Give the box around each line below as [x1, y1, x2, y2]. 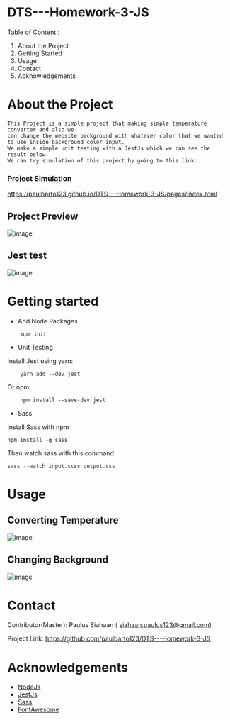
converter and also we [7, 126, 74, 133]
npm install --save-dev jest [20, 397, 106, 404]
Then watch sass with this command [7, 448, 115, 458]
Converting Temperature [7, 514, 119, 526]
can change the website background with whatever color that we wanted [7, 132, 223, 139]
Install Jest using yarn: [7, 356, 74, 365]
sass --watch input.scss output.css [7, 463, 115, 470]
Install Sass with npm [7, 423, 69, 431]
